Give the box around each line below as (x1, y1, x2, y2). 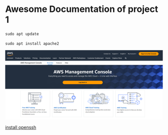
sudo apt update (5, 31, 39, 36)
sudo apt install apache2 (5, 41, 59, 46)
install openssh (5, 125, 36, 131)
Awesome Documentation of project (5, 3, 158, 15)
